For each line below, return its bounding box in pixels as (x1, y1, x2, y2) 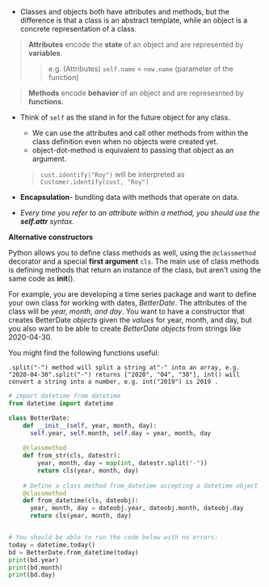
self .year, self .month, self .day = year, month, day (29, 429, 212, 437)
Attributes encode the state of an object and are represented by (27, 40, 244, 49)
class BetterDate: (8, 414, 70, 422)
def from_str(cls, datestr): (23, 452, 121, 460)
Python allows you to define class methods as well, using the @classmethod (8, 248, 257, 257)
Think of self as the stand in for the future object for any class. (19, 112, 230, 122)
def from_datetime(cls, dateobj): (23, 496, 139, 505)
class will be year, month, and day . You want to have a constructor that (8, 306, 245, 316)
